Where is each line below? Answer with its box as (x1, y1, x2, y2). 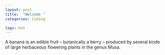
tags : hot (5, 25, 26, 30)
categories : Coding (5, 16, 46, 21)
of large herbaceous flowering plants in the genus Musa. (5, 44, 121, 50)
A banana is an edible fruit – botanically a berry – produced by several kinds (5, 39, 160, 45)
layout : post (5, 7, 32, 12)
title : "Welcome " (5, 12, 46, 17)
